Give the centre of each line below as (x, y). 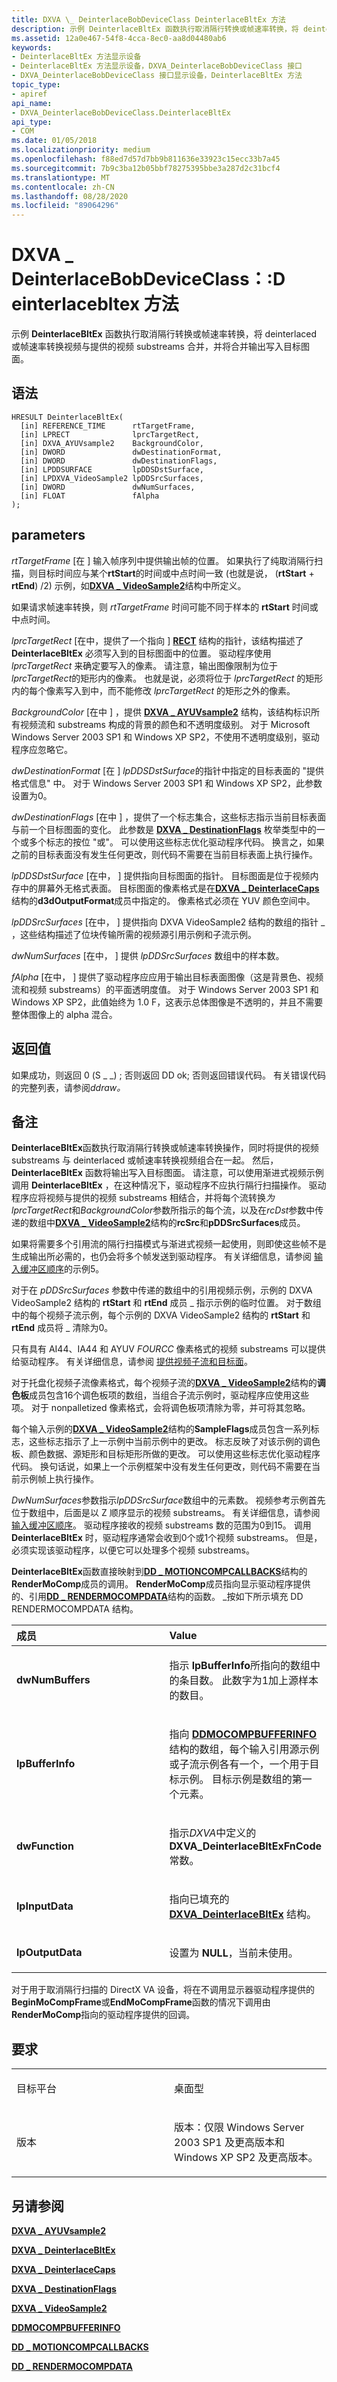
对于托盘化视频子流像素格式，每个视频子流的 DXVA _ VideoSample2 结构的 (164, 1383)
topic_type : (36, 85)
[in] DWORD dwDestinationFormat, (121, 452)
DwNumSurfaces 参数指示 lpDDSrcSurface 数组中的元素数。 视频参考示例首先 (168, 1500)
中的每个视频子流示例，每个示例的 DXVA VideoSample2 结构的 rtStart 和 (161, 1315)
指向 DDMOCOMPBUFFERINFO (243, 1734)
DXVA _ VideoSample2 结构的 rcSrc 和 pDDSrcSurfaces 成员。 (180, 1223)
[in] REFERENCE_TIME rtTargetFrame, (108, 426)
